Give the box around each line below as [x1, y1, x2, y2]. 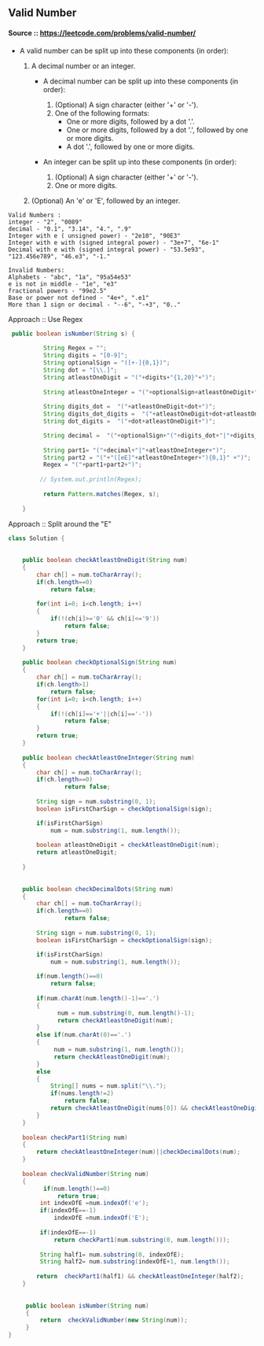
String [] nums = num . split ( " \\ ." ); [49, 1082, 167, 1090]
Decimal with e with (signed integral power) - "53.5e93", [8, 246, 206, 253]
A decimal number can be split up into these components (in [42, 76, 239, 86]
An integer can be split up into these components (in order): [42, 157, 237, 166]
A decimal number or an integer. [31, 61, 136, 70]
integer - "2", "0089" [8, 218, 82, 226]
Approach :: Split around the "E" [8, 519, 112, 528]
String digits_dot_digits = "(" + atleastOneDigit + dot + [42, 410, 226, 418]
